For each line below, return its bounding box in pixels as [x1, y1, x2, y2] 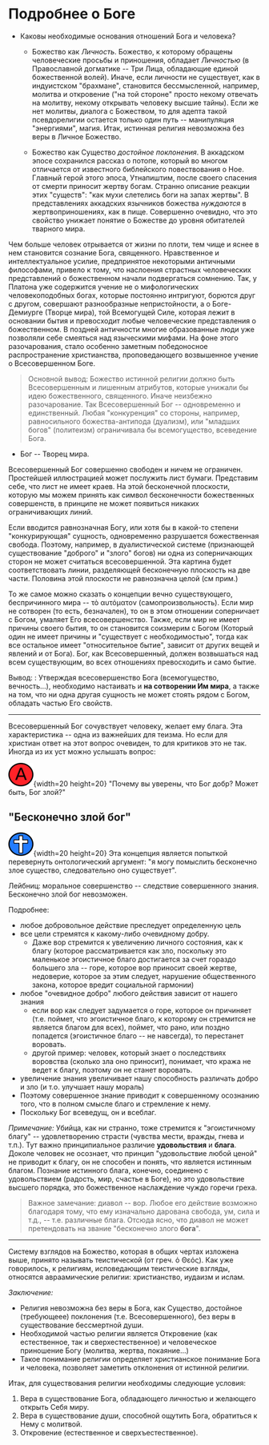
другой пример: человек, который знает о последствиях [31, 1048, 227, 1058]
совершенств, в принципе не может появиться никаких [8, 498, 199, 508]
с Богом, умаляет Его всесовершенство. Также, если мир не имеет [8, 614, 240, 624]
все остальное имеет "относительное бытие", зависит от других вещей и [8, 640, 260, 649]
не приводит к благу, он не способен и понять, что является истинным [8, 1157, 252, 1166]
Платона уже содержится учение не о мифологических [8, 282, 199, 291]
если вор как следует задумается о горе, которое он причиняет [31, 1005, 252, 1015]
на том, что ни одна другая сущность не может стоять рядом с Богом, [8, 689, 251, 699]
